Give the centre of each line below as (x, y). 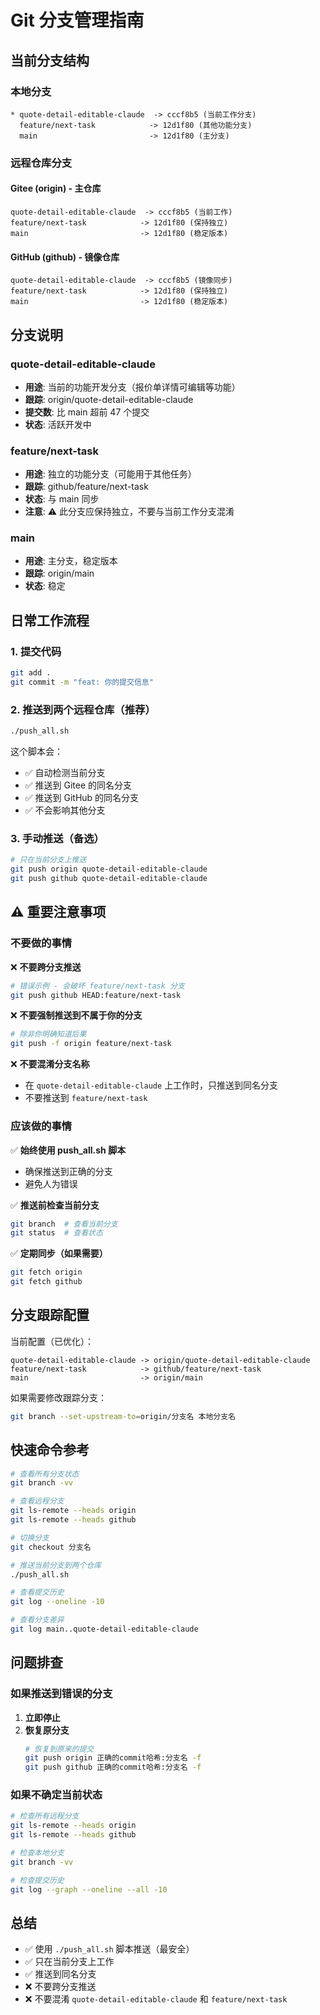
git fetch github (46, 1282)
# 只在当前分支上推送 (48, 860)
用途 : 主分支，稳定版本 (71, 561)
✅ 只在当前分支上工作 (69, 1962)
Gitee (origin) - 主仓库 (56, 188)
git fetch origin (46, 1272)
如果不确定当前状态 (56, 1795)
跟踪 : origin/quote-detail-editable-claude (109, 399)
